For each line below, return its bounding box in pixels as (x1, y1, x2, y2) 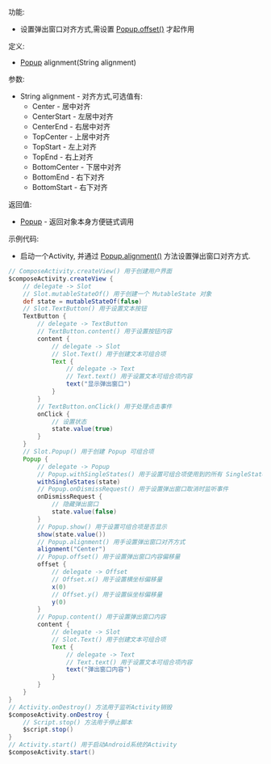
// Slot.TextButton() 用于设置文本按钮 (23, 305, 148, 313)
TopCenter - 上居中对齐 (31, 132, 110, 141)
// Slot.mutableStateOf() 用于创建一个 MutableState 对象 (23, 289, 212, 298)
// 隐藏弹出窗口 (51, 500, 99, 509)
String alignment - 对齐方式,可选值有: (19, 91, 144, 101)
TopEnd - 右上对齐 (31, 152, 94, 162)
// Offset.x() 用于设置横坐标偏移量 (51, 575, 163, 584)
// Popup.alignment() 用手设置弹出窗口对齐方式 (37, 538, 186, 546)
